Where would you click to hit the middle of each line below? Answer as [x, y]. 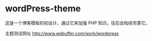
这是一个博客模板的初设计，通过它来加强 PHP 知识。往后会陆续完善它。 [77, 23]
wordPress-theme [43, 9]
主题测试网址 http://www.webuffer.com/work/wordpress [62, 33]
